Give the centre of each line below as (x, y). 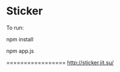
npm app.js (20, 51)
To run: (15, 28)
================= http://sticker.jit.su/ (60, 62)
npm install (20, 39)
